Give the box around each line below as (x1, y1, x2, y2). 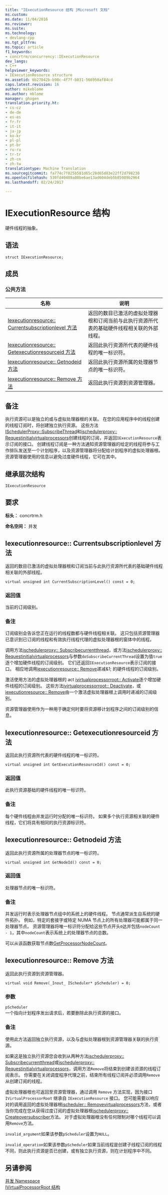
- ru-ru (5, 147, 21, 153)
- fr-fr (5, 119, 21, 124)
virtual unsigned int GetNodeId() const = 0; (5, 860, 101, 865)
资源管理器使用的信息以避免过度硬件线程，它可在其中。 (5, 454, 119, 460)
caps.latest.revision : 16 (5, 82, 59, 87)
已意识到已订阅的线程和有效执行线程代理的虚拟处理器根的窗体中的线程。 (5, 637, 154, 643)
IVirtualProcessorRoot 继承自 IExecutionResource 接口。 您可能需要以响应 (5, 1095, 159, 1101)
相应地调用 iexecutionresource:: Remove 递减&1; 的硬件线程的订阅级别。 (14, 666, 161, 672)
